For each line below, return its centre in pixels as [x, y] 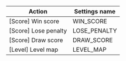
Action [38, 11]
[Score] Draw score [36, 40]
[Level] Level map [34, 50]
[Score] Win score [34, 21]
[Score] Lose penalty [38, 31]
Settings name [95, 11]
